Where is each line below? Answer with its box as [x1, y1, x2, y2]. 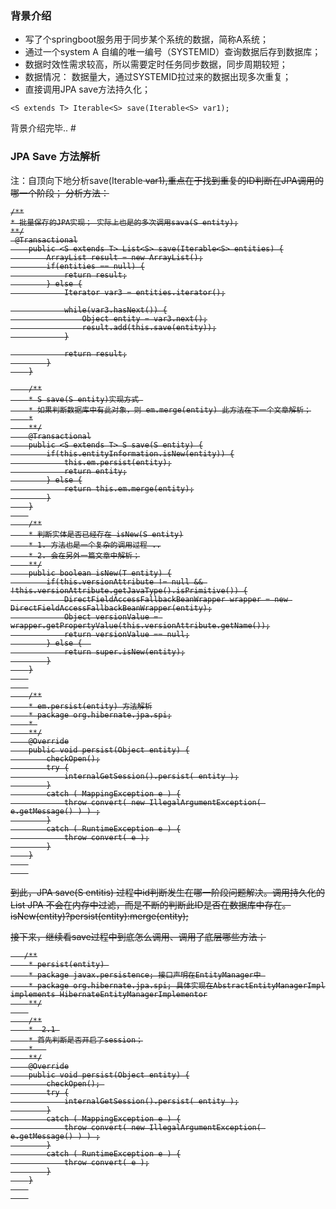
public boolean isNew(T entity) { [28, 568, 172, 578]
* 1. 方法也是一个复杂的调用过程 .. [28, 540, 162, 550]
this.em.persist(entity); [63, 457, 172, 467]
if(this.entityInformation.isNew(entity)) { [46, 448, 235, 459]
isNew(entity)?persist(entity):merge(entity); [10, 910, 189, 922]
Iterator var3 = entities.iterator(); [63, 287, 226, 297]
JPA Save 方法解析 [10, 150, 101, 164]
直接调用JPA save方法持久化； [24, 83, 152, 96]
